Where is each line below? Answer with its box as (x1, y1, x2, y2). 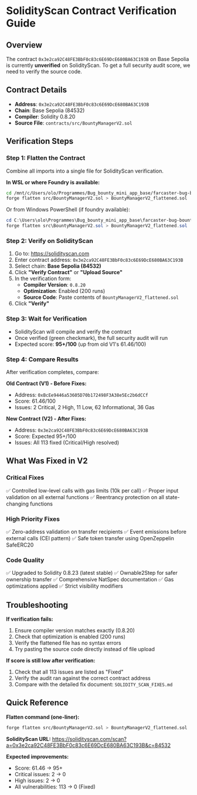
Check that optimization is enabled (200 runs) (14, 633, 126, 640)
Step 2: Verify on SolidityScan (6, 237, 94, 245)
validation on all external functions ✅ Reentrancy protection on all (6, 493, 164, 500)
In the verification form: (14, 275, 72, 282)
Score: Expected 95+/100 (14, 433, 76, 440)
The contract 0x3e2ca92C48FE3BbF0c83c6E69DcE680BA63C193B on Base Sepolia (6, 56, 189, 62)
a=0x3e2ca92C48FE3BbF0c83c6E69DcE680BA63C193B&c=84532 (6, 742, 171, 749)
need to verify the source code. (6, 68, 82, 75)
